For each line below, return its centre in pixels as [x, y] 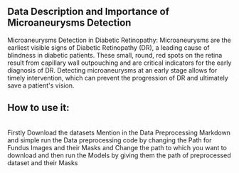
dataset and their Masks [43, 162]
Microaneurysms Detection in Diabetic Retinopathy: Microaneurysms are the [119, 40]
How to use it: [38, 108]
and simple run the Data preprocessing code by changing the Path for [110, 140]
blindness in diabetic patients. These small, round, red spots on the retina [115, 55]
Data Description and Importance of [88, 12]
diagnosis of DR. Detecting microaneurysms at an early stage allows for [112, 70]
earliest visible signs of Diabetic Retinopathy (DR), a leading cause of [108, 47]
